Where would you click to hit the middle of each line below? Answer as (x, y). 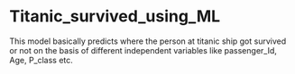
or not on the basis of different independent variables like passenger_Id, (143, 50)
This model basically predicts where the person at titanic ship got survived (148, 41)
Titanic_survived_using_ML (115, 16)
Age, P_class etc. (41, 60)
